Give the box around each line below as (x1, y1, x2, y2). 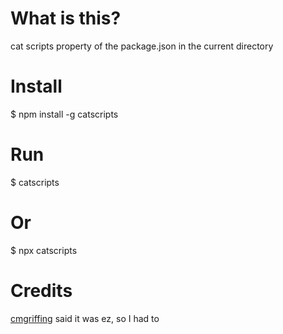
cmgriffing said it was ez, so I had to (10, 312, 160, 324)
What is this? (10, 7, 122, 30)
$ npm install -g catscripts (10, 108, 119, 120)
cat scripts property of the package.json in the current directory (10, 40, 274, 52)
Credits (10, 279, 73, 302)
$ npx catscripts (10, 244, 78, 256)
